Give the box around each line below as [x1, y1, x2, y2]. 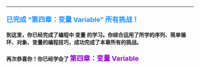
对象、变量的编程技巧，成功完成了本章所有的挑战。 [16, 39, 142, 46]
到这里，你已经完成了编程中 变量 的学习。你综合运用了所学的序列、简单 [6, 31, 181, 38]
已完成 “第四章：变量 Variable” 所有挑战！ [6, 15, 139, 24]
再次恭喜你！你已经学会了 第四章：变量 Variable [6, 54, 139, 63]
